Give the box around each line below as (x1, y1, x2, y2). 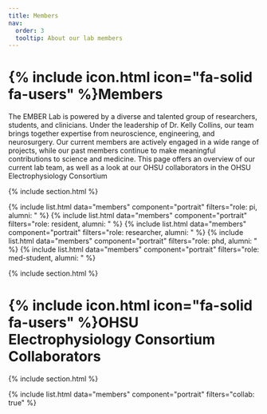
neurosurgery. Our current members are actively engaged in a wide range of (8, 137, 259, 147)
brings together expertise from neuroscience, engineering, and (8, 129, 215, 138)
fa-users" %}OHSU (8, 313, 139, 332)
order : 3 (15, 26, 45, 34)
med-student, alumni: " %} (8, 253, 96, 263)
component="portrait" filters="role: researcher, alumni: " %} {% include (8, 228, 244, 237)
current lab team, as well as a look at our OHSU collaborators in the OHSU (8, 163, 251, 173)
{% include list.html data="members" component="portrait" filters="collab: (8, 389, 255, 400)
